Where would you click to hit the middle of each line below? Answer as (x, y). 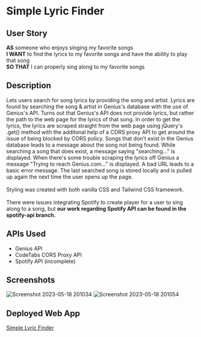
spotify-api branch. (31, 215)
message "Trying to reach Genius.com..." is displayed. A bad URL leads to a (100, 164)
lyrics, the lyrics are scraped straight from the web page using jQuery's (94, 126)
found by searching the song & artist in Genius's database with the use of (97, 106)
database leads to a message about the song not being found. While (91, 145)
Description (29, 86)
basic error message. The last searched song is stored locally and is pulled (99, 170)
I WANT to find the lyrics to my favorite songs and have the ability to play (97, 54)
